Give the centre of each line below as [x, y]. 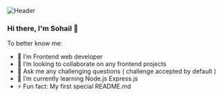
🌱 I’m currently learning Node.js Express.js [77, 78]
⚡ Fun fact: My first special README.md [74, 87]
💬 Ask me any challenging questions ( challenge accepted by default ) [117, 72]
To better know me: [35, 43]
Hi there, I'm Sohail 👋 [43, 28]
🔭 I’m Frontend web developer [60, 57]
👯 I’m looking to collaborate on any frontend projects [92, 64]
